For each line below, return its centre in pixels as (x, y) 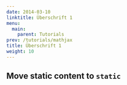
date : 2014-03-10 (29, 12)
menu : (13, 23)
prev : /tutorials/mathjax (39, 40)
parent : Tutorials (41, 35)
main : (19, 29)
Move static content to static (64, 76)
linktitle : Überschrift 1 (39, 18)
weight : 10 (20, 52)
